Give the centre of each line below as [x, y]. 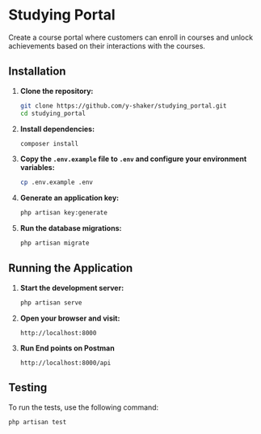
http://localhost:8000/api [65, 363]
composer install [49, 143]
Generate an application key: [69, 198]
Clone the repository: [57, 91]
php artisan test [38, 422]
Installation [37, 72]
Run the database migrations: [71, 228]
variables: [37, 168]
